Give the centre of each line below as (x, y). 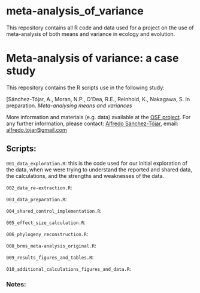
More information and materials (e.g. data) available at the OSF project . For (99, 117)
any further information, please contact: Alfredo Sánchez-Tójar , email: (92, 123)
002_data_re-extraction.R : (39, 188)
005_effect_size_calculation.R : (46, 222)
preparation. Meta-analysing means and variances (69, 105)
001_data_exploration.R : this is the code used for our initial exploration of (97, 163)
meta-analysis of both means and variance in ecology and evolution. (91, 34)
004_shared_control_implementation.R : (54, 210)
